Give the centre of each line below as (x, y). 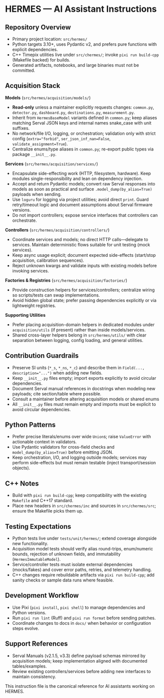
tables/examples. (30, 666)
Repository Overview (38, 27)
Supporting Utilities (25, 315)
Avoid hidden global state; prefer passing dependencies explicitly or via (84, 300)
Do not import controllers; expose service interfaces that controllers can (85, 215)
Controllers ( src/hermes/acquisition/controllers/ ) (57, 230)
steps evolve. (25, 628)
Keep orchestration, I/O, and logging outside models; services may (79, 457)
